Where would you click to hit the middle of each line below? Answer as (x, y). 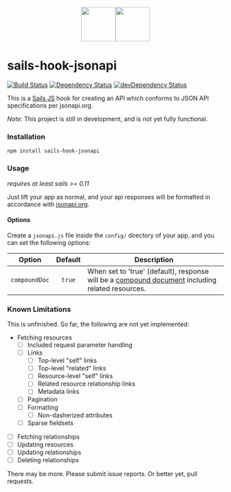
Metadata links (58, 392)
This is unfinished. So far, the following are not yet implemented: (98, 324)
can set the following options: (49, 242)
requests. (21, 481)
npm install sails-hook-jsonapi (53, 151)
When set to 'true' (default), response (148, 271)
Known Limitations (39, 309)
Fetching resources (44, 337)
